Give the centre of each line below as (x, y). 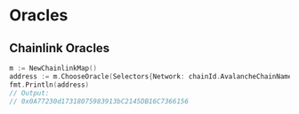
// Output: (29, 93)
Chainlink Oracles (60, 48)
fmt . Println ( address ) (49, 85)
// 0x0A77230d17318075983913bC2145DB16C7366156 (99, 101)
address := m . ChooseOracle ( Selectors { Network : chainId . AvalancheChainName (151, 76)
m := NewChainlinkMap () (53, 68)
